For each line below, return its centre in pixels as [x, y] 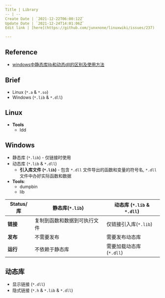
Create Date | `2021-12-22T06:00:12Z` [45, 19]
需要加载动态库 [124, 246]
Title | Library [22, 10]
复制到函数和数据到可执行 [64, 220]
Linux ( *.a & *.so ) [30, 92]
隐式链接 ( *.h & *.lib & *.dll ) [42, 291]
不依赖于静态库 [52, 249]
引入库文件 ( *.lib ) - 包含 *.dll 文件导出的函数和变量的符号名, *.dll [88, 170]
